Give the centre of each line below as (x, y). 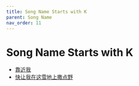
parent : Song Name (29, 17)
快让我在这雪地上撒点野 (44, 77)
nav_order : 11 (24, 23)
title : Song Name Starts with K (46, 12)
